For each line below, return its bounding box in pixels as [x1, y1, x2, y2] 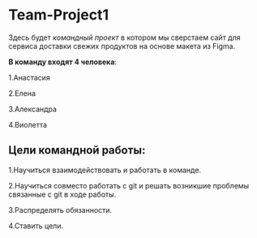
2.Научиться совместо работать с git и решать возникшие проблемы [8, 180, 250, 190]
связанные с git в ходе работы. [8, 189, 117, 199]
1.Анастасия [8, 72, 50, 82]
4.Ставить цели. [8, 221, 63, 231]
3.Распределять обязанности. [8, 205, 113, 214]
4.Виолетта [8, 119, 47, 129]
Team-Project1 [8, 6, 109, 24]
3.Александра [8, 104, 57, 114]
